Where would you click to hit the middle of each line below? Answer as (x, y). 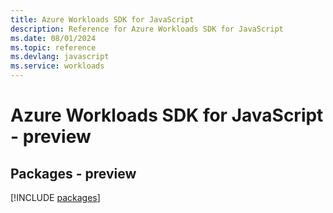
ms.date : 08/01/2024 (53, 38)
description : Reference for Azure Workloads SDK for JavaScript (147, 29)
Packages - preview (73, 173)
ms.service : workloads (57, 66)
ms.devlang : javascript (60, 57)
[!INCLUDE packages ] (55, 197)
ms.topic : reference (53, 47)
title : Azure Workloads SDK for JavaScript (102, 19)
